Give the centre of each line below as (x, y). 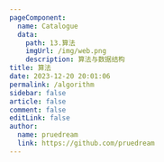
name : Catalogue (48, 26)
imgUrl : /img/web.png (66, 51)
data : (28, 34)
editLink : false (40, 118)
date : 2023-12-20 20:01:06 (60, 76)
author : (24, 127)
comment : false (38, 110)
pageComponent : (38, 18)
